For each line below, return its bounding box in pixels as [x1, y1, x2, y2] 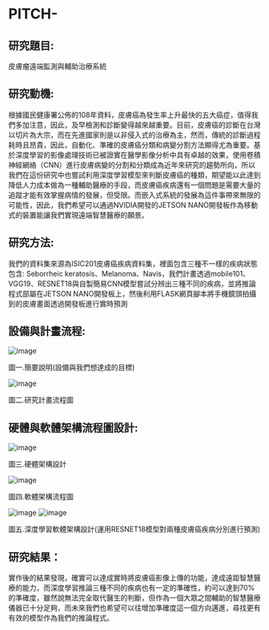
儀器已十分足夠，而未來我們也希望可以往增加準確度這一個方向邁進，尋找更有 [8, 603, 261, 613]
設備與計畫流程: [8, 325, 86, 338]
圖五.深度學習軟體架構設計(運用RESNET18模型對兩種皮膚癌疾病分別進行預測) [8, 524, 261, 534]
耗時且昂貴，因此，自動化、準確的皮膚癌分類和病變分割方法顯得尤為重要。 [8, 139, 254, 149]
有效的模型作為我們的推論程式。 [8, 613, 114, 623]
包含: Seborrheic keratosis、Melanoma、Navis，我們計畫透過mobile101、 [8, 269, 251, 278]
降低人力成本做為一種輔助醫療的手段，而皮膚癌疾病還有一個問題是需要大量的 [8, 180, 261, 189]
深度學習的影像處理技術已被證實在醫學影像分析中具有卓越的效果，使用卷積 [14, 150, 261, 160]
